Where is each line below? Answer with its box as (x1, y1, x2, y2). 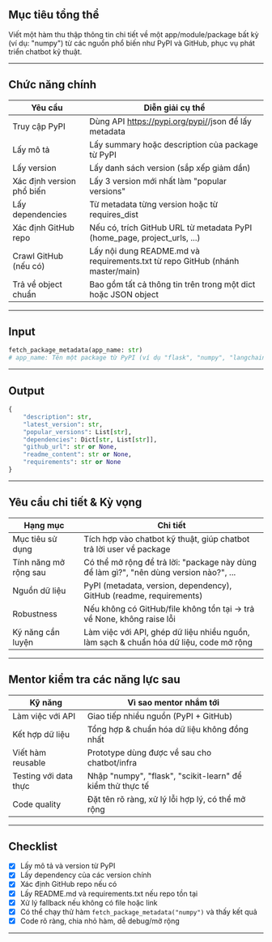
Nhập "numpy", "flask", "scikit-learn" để (87, 770, 243, 782)
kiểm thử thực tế (87, 780, 150, 791)
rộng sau (12, 566, 46, 578)
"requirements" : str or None (23, 458, 121, 467)
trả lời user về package (83, 543, 171, 555)
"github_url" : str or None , (23, 443, 117, 451)
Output (8, 384, 45, 398)
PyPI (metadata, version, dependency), (83, 580, 232, 591)
